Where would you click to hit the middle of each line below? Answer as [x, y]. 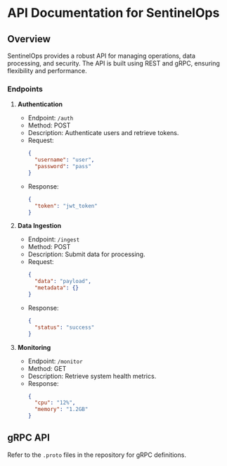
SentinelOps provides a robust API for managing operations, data [101, 56]
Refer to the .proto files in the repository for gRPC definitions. [97, 455]
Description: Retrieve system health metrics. [92, 376]
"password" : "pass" [63, 167]
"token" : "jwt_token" [66, 206]
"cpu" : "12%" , [55, 403]
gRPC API [29, 438]
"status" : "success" [64, 327]
